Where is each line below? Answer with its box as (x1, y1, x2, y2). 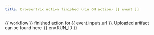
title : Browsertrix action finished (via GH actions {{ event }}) (5, 7, 141, 12)
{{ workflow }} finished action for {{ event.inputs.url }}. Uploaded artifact (5, 20, 149, 26)
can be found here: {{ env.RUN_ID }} (5, 25, 77, 31)
